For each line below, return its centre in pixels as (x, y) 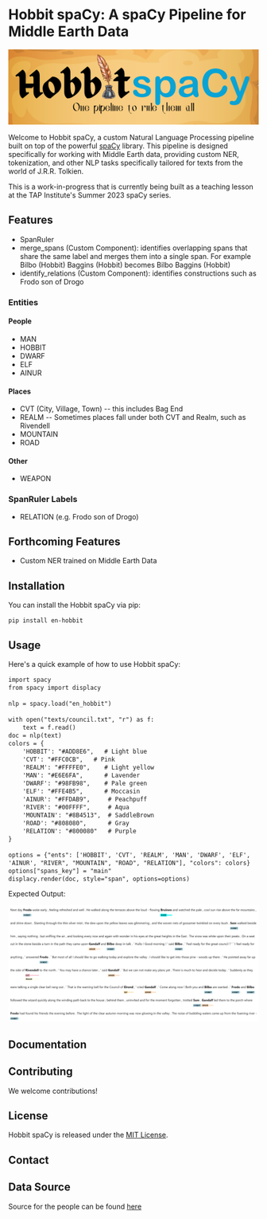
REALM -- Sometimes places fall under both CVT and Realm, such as (133, 417)
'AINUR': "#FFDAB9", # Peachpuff (85, 800)
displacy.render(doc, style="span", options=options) (99, 879)
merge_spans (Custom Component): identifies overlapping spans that (133, 248)
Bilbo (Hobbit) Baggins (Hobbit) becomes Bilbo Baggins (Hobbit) (125, 265)
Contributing (41, 1072)
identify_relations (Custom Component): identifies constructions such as (138, 273)
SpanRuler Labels (43, 500)
